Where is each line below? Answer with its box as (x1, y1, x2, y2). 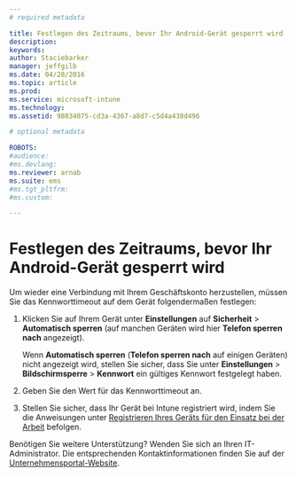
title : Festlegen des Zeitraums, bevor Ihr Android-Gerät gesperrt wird (9, 28, 284, 38)
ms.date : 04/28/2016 (9, 70, 86, 80)
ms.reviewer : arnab (9, 168, 82, 177)
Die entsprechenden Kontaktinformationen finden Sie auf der (61, 449, 285, 459)
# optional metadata (9, 128, 86, 137)
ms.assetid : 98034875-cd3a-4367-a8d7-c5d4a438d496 (9, 112, 200, 121)
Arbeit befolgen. (21, 422, 82, 433)
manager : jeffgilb (9, 62, 77, 71)
